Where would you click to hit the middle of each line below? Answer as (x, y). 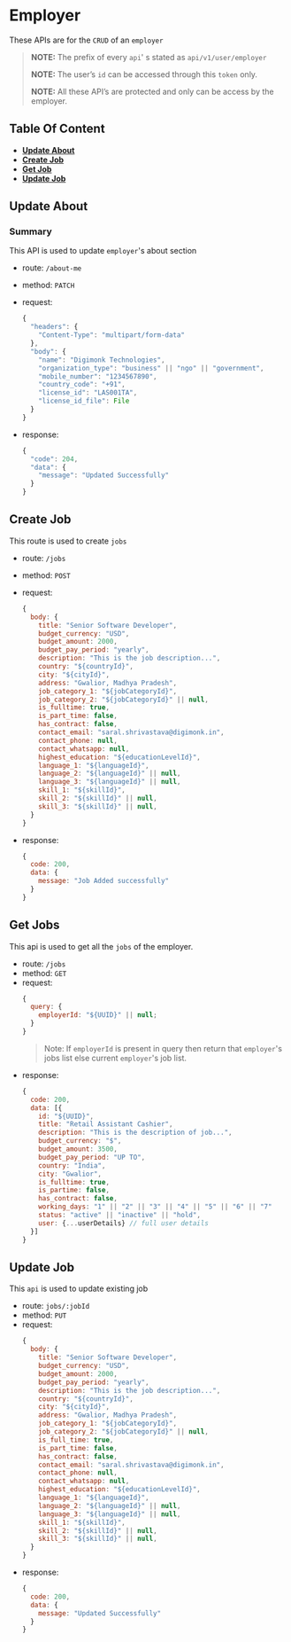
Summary (31, 231)
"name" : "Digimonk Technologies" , (102, 360)
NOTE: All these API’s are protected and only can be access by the (152, 91)
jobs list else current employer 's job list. (115, 1058)
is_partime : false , (74, 1190)
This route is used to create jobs (68, 541)
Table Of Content (57, 129)
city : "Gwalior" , (70, 1174)
